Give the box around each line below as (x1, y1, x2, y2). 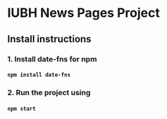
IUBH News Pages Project (7, 5, 160, 21)
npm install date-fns (7, 72, 71, 79)
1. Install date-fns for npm (7, 54, 97, 64)
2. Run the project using (7, 88, 91, 98)
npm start (7, 105, 37, 112)
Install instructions (7, 33, 92, 45)
